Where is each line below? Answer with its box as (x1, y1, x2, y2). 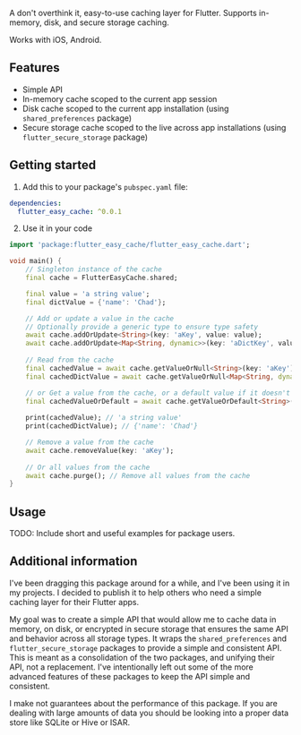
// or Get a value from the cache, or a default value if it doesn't (25, 389, 291, 397)
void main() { (9, 257, 63, 266)
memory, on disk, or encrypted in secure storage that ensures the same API (9, 623, 288, 634)
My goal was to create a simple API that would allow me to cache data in (9, 613, 277, 625)
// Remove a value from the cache (25, 438, 154, 447)
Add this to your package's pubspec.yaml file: (21, 181, 188, 192)
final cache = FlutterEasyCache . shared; (25, 273, 178, 282)
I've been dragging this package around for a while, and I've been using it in (9, 577, 290, 588)
